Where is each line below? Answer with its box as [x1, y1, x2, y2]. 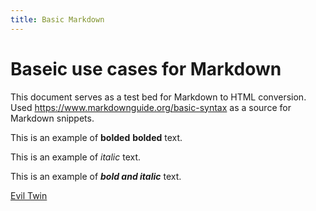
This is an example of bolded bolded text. [10, 131, 183, 143]
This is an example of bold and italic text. [10, 170, 182, 182]
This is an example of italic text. [10, 151, 142, 163]
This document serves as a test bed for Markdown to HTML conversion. [10, 91, 307, 103]
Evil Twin [10, 189, 48, 201]
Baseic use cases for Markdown [10, 57, 282, 80]
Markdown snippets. [10, 112, 95, 124]
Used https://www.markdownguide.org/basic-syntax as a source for [10, 101, 292, 113]
